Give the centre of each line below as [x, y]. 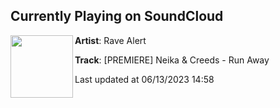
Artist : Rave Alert [110, 40]
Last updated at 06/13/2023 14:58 [144, 79]
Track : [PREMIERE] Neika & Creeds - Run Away [172, 60]
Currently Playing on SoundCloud [117, 16]
